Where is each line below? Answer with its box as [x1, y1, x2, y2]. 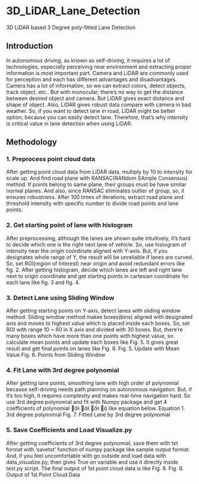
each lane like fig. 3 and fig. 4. [6, 279, 80, 286]
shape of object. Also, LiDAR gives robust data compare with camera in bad [6, 101, 191, 108]
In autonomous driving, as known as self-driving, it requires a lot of [6, 56, 170, 64]
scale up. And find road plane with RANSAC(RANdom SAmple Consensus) [6, 175, 188, 182]
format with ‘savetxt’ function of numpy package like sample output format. [6, 445, 191, 453]
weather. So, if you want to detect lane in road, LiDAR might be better [6, 107, 176, 114]
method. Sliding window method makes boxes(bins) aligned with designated [6, 314, 193, 321]
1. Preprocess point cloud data [6, 155, 96, 163]
